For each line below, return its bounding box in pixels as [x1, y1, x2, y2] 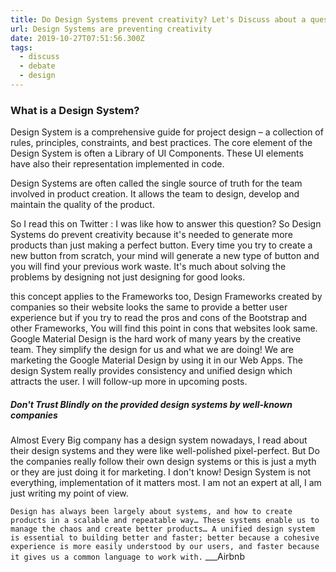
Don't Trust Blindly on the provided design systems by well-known [10, 398, 293, 410]
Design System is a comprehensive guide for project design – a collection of [10, 126, 324, 138]
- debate [19, 61, 56, 71]
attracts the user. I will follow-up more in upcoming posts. [10, 376, 248, 388]
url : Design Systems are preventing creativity [10, 24, 213, 34]
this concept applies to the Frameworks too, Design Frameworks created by [10, 291, 323, 303]
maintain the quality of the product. [10, 199, 155, 211]
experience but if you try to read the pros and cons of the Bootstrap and [10, 312, 308, 324]
